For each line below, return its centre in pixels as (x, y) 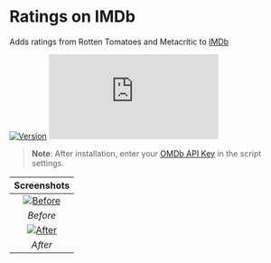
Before (42, 215)
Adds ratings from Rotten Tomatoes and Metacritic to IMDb (119, 42)
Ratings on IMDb (72, 17)
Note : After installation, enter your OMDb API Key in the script (146, 153)
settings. (48, 163)
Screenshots (42, 185)
